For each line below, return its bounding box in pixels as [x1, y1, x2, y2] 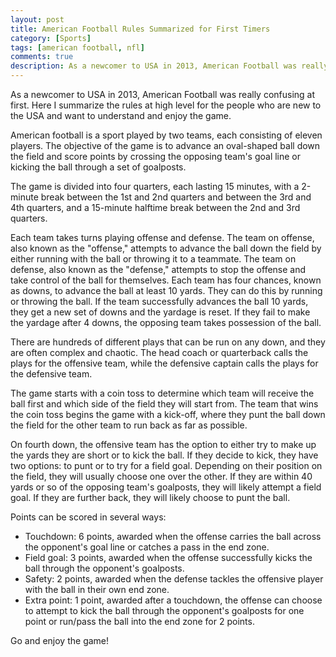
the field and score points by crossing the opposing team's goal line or [10, 151, 302, 162]
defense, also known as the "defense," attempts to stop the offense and [10, 264, 307, 275]
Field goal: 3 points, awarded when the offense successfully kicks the [24, 552, 313, 563]
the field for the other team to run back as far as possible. [10, 419, 248, 431]
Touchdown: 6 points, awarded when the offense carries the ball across [24, 531, 322, 542]
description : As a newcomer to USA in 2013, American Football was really [10, 61, 329, 71]
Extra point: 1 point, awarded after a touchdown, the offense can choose [24, 594, 323, 606]
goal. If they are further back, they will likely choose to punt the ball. [10, 492, 291, 503]
